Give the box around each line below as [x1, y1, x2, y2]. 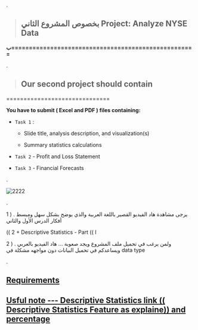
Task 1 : [14, 118, 35, 125]
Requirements [6, 275, 60, 285]
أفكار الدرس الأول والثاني [6, 217, 62, 224]
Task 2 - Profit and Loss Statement [14, 153, 100, 160]
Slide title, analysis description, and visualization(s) [23, 129, 150, 137]
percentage [6, 314, 51, 324]
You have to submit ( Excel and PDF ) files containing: [6, 106, 141, 113]
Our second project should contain [20, 79, 153, 90]
